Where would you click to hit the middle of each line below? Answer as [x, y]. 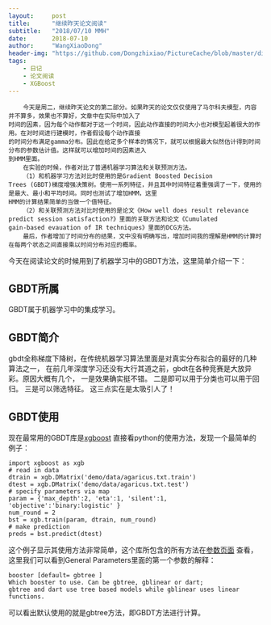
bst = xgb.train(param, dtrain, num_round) [83, 519]
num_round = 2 [32, 513]
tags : [17, 61]
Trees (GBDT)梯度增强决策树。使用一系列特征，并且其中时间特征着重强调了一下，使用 [132, 184]
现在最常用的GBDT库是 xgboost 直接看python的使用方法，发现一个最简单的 [132, 437]
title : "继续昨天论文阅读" [58, 23]
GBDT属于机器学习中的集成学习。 [64, 310]
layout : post [38, 16]
